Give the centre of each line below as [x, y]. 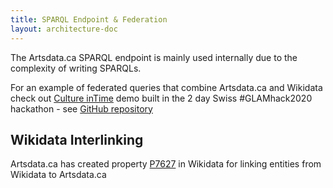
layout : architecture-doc [64, 29]
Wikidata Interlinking [77, 139]
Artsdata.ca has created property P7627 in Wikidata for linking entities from [166, 164]
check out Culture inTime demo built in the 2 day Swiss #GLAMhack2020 [161, 98]
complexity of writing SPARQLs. [76, 68]
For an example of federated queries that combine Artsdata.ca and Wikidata [166, 87]
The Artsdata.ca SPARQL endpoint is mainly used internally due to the [154, 57]
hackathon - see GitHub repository [81, 108]
